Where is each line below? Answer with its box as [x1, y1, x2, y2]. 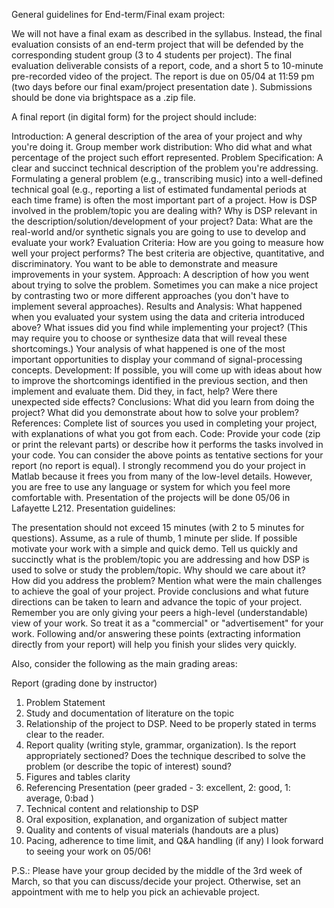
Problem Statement [25, 697, 106, 708]
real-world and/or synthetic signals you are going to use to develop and [11, 226, 306, 238]
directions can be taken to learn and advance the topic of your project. [11, 596, 303, 608]
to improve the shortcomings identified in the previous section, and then [11, 375, 309, 386]
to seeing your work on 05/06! [25, 845, 151, 857]
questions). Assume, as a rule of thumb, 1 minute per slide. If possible [11, 532, 298, 544]
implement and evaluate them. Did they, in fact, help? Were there [11, 385, 278, 397]
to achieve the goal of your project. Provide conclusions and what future [11, 585, 309, 597]
